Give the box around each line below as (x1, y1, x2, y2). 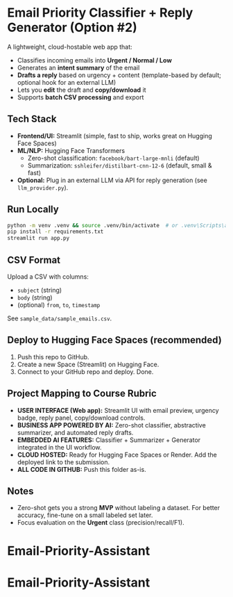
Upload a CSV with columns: (7, 272, 89, 281)
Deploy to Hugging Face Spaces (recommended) (7, 334, 222, 346)
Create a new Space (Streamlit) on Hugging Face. (17, 360, 159, 368)
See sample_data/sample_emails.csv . (7, 314, 112, 322)
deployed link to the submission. (17, 457, 110, 466)
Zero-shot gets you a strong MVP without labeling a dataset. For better (17, 504, 221, 512)
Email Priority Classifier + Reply (7, 5, 193, 21)
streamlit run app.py (7, 235, 70, 242)
